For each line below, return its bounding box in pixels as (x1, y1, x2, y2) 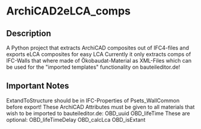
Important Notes (6, 81, 69, 91)
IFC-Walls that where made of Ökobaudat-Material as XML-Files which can (6, 57, 191, 64)
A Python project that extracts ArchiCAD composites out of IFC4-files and (6, 44, 190, 51)
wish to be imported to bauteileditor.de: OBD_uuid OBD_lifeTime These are (6, 110, 191, 117)
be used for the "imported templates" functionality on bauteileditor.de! (6, 63, 181, 71)
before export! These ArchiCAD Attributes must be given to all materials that (6, 103, 195, 110)
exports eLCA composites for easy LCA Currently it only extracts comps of (6, 51, 191, 58)
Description (6, 28, 51, 39)
